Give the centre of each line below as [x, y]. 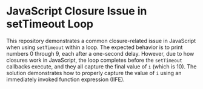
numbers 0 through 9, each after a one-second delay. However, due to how [100, 53]
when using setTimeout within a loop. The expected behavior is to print [95, 47]
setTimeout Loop [50, 24]
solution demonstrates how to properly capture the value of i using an [94, 73]
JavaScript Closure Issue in [77, 11]
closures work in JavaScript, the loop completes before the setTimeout [95, 60]
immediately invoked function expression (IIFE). [66, 79]
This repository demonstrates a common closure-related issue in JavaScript [101, 41]
